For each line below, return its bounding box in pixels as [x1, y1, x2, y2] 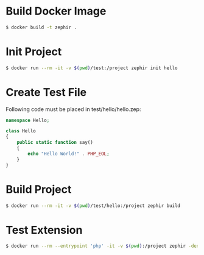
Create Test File [5, 85, 86, 99]
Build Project [5, 182, 72, 196]
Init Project [5, 45, 62, 58]
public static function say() [16, 140, 94, 146]
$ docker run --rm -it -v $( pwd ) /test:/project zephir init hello [5, 65, 178, 71]
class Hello [5, 128, 36, 134]
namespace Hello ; [5, 117, 50, 123]
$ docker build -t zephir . [5, 24, 77, 30]
